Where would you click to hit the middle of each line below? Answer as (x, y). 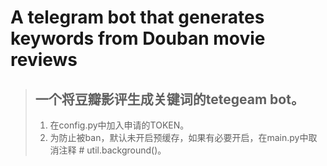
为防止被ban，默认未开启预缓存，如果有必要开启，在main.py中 (179, 137)
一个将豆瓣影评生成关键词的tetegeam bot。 (169, 99)
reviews (44, 60)
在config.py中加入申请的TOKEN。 (119, 125)
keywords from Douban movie (138, 38)
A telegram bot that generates (137, 17)
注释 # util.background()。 (112, 150)
